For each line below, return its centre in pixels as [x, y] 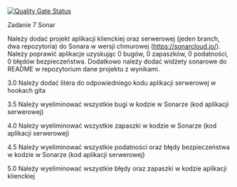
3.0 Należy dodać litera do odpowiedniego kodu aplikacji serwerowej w [112, 83]
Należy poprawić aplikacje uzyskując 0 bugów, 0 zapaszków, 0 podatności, [118, 54]
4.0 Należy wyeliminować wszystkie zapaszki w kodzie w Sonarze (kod [112, 126]
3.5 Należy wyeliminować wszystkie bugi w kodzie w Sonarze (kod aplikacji [118, 104]
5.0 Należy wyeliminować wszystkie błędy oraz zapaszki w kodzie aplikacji [117, 168]
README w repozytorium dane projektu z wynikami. [84, 69]
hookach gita [27, 90]
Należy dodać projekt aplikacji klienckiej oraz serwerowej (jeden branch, [114, 39]
